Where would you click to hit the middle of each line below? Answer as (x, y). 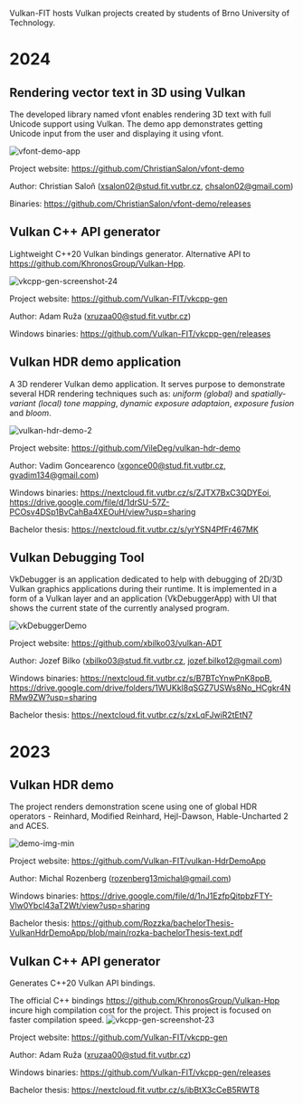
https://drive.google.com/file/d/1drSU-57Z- (90, 502)
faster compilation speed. (57, 1020)
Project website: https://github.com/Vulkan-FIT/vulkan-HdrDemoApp (138, 861)
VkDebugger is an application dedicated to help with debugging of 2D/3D (146, 579)
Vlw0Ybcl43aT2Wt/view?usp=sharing (80, 906)
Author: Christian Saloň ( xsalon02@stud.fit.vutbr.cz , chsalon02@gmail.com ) (151, 186)
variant (23, 403)
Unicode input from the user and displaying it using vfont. (117, 133)
